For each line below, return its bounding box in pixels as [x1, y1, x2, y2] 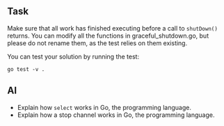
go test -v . [7, 65, 45, 72]
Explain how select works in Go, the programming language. [17, 103, 191, 111]
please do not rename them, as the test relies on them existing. [7, 38, 188, 47]
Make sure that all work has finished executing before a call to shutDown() [7, 24, 218, 32]
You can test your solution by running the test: [7, 52, 140, 61]
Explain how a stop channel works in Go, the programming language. [17, 111, 215, 119]
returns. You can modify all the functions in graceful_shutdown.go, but [7, 31, 209, 40]
